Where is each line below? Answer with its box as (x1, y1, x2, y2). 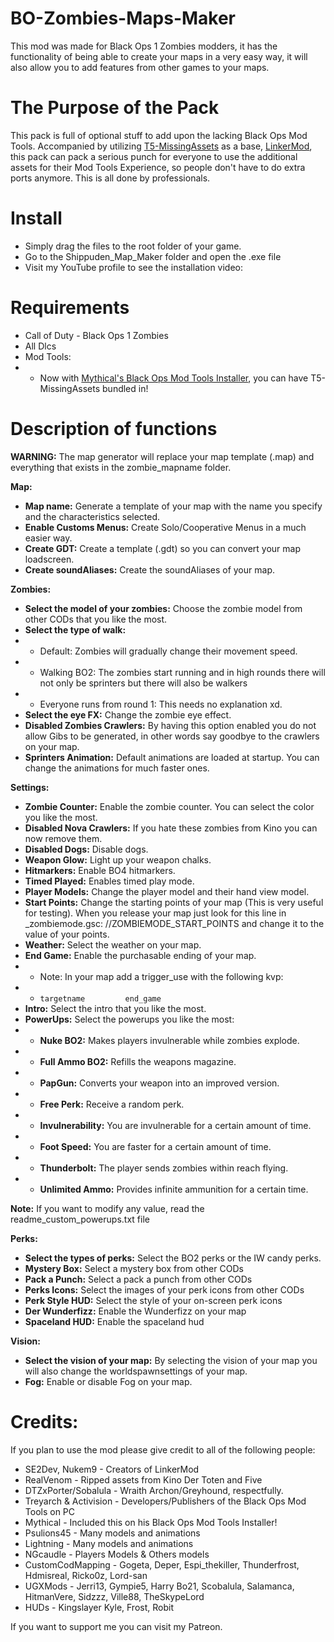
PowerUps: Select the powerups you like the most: (24, 1013, 235, 1025)
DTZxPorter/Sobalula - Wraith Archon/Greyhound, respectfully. (24, 1484, 284, 1496)
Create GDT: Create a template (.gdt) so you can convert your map (24, 542, 302, 554)
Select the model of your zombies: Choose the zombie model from (24, 602, 303, 614)
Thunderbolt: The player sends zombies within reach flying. (39, 1162, 289, 1174)
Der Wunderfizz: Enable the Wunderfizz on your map (24, 1305, 247, 1317)
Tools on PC (24, 1505, 76, 1517)
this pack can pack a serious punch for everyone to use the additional (10, 150, 298, 162)
